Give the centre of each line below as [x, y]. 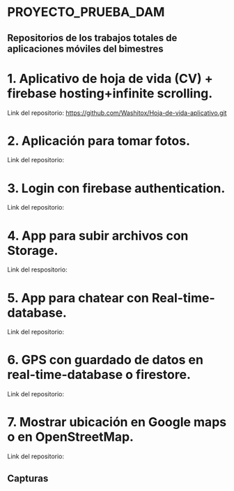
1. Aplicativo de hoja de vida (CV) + [110, 78]
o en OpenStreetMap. [71, 437]
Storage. [33, 250]
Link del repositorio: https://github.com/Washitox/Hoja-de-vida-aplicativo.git [117, 113]
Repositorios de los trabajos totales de [92, 38]
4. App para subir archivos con [98, 236]
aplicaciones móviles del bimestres [85, 48]
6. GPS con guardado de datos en [106, 360]
